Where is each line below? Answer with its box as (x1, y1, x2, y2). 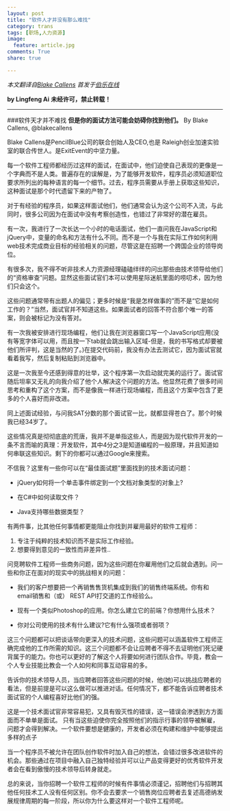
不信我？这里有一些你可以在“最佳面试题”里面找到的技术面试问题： (7, 464, 193, 472)
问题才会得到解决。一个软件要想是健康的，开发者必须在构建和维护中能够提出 (7, 725, 223, 733)
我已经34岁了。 (7, 417, 51, 425)
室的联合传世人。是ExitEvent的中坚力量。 (7, 146, 124, 154)
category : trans (7, 23, 53, 30)
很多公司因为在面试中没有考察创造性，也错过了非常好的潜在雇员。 (25, 210, 211, 218)
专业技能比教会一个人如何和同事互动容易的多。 (18, 661, 151, 669)
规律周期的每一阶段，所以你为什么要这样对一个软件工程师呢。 (12, 797, 187, 805)
